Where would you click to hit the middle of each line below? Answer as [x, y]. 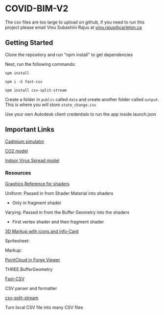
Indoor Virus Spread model [32, 160]
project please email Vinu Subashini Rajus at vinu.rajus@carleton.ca [73, 27]
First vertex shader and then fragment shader [58, 222]
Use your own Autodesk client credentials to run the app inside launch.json [81, 114]
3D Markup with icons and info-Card [42, 231]
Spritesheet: [17, 240]
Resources [18, 173]
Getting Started [29, 43]
